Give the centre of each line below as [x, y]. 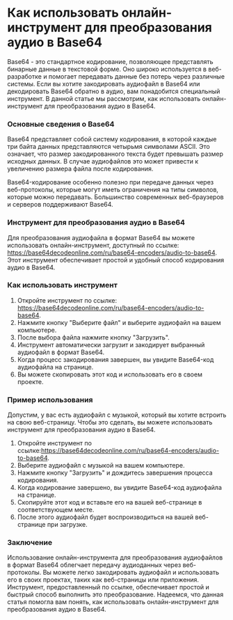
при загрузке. [67, 525]
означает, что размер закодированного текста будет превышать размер [115, 154]
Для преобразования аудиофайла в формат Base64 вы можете [101, 237]
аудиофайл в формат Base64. [61, 352]
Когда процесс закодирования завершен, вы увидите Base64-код [115, 359]
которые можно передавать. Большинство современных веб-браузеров [115, 197]
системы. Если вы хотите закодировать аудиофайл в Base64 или [104, 84]
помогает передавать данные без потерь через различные [136, 76]
